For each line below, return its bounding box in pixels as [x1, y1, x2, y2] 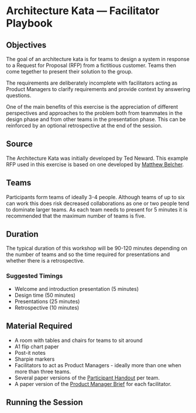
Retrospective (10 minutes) [14, 304, 80, 311]
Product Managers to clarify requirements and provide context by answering [6, 86, 190, 92]
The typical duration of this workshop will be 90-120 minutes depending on [6, 245, 187, 252]
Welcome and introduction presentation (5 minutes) [14, 285, 139, 292]
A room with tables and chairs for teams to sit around [14, 337, 143, 344]
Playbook [6, 16, 53, 30]
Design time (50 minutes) [14, 291, 76, 298]
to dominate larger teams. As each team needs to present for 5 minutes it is [6, 206, 188, 213]
